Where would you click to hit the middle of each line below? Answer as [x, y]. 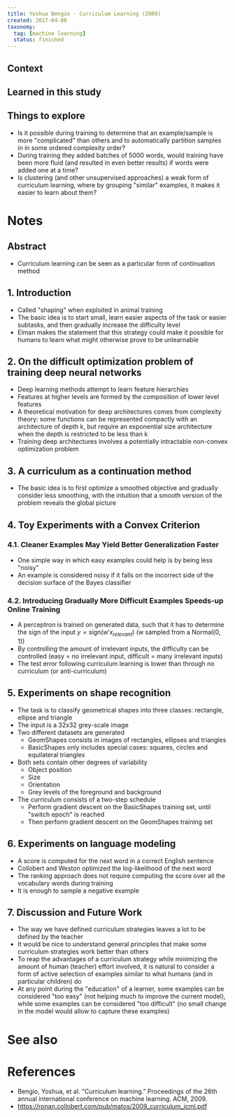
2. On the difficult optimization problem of [100, 361]
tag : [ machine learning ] [50, 33]
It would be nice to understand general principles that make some [112, 945]
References [41, 1072]
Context [25, 68]
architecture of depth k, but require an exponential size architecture [115, 427]
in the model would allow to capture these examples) [93, 1011]
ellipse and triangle [45, 717]
